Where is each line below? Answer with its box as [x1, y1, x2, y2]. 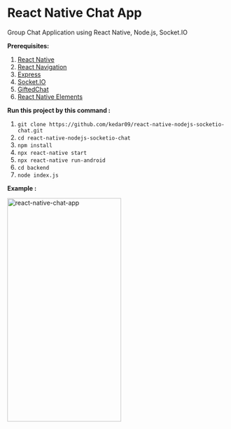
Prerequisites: [7, 41, 50, 50]
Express [17, 70, 41, 79]
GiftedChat [17, 85, 49, 93]
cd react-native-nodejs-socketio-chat [17, 135, 131, 142]
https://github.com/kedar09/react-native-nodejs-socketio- [48, 121, 225, 128]
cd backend [17, 164, 50, 171]
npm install [17, 142, 52, 149]
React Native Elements [17, 93, 83, 101]
